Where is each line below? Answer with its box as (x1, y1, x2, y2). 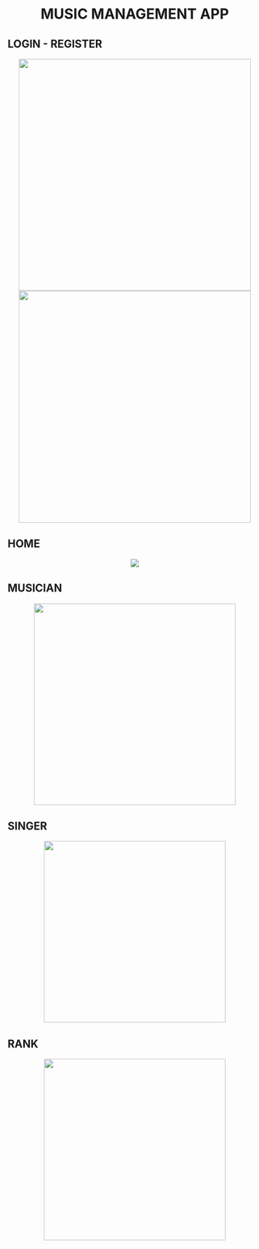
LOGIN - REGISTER (7, 37, 102, 51)
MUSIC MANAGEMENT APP (40, 5, 229, 23)
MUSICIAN (7, 582, 62, 595)
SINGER (7, 820, 48, 833)
